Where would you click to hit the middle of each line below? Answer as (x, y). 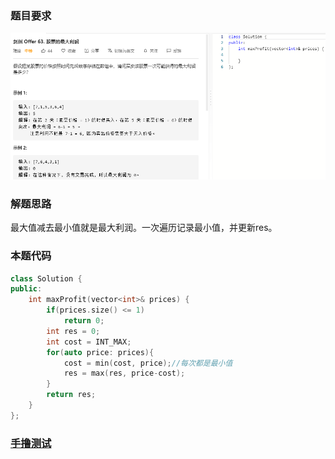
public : (26, 289)
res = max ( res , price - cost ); (124, 373)
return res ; (71, 395)
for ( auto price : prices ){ (100, 352)
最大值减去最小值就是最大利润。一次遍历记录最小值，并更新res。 (144, 228)
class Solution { (46, 278)
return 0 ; (84, 321)
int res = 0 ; (73, 331)
